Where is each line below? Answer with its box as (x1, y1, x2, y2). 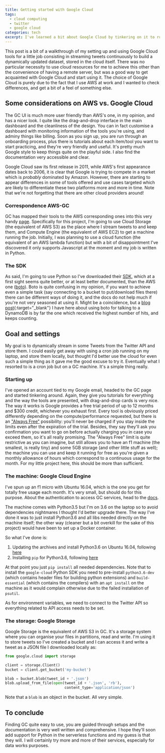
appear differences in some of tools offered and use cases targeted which (5, 179, 155, 185)
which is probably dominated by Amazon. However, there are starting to (5, 174, 151, 180)
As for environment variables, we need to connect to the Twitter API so (5, 600, 148, 606)
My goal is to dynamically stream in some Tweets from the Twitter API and (5, 343, 156, 349)
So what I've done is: (5, 534, 48, 540)
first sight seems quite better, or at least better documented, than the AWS (5, 279, 156, 285)
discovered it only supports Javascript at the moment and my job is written (5, 244, 157, 250)
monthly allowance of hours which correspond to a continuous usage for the (5, 455, 160, 461)
